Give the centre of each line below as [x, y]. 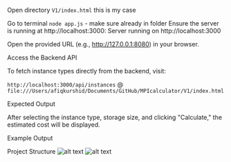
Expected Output [31, 104]
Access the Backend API [42, 57]
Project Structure [31, 151]
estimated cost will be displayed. [54, 125]
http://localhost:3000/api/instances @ [65, 84]
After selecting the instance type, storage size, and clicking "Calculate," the [115, 117]
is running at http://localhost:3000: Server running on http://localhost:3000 [114, 31]
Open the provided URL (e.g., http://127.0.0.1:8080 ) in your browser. [103, 44]
